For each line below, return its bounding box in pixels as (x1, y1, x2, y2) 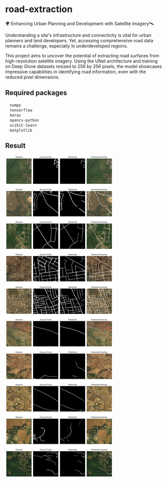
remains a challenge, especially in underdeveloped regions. (5, 43, 128, 49)
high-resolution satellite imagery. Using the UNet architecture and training (5, 58, 158, 64)
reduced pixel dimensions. (5, 74, 60, 80)
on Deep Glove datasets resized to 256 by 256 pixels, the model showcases (5, 63, 162, 69)
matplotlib (10, 127, 33, 133)
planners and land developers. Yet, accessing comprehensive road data (5, 37, 153, 43)
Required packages (5, 89, 67, 97)
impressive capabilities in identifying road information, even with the (5, 68, 146, 75)
